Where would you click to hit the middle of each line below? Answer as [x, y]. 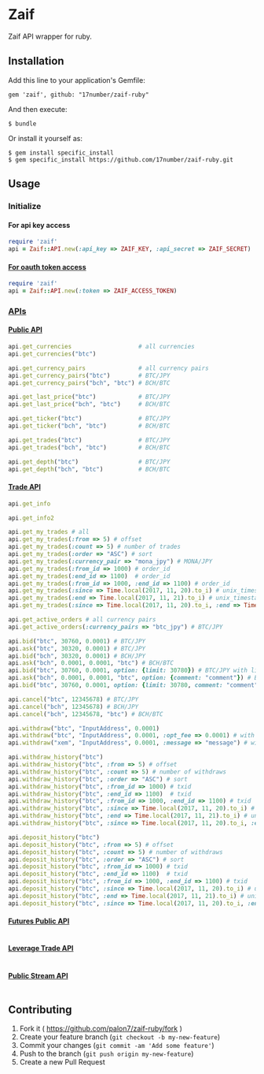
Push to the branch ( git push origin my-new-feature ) [106, 1053]
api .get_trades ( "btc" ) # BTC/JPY [89, 440]
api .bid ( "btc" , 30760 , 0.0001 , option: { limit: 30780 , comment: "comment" [133, 685]
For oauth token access [47, 267]
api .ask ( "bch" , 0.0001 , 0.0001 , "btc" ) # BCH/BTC [91, 663]
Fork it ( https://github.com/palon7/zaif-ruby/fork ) [101, 1029]
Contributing [40, 1010]
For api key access [39, 225]
